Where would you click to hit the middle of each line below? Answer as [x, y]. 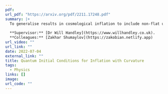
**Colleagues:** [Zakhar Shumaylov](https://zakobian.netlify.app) [81, 38]
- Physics [20, 70]
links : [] [15, 75]
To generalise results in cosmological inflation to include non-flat [85, 24]
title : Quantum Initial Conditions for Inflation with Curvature [74, 61]
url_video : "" [20, 42]
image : [12, 79]
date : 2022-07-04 [23, 51]
